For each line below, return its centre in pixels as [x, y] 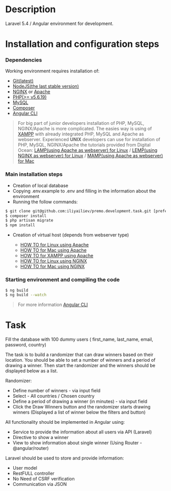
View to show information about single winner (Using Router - [77, 443]
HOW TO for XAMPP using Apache [57, 256]
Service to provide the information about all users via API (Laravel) [82, 432]
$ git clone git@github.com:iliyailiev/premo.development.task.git [78, 211]
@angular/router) [31, 448]
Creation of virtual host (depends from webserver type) [71, 235]
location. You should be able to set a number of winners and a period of [80, 360]
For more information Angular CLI [53, 305]
